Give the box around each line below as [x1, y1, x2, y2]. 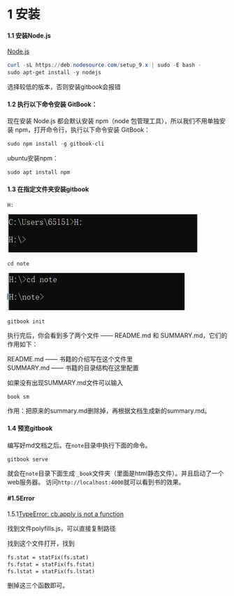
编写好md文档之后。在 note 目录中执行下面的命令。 [7, 441, 152, 449]
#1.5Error [7, 494, 35, 503]
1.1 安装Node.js [7, 31, 51, 39]
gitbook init [7, 318, 45, 326]
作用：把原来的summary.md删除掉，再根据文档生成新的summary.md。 [7, 407, 211, 415]
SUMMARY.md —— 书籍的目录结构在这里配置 [7, 363, 139, 372]
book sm [7, 394, 30, 401]
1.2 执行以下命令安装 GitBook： [7, 99, 98, 109]
